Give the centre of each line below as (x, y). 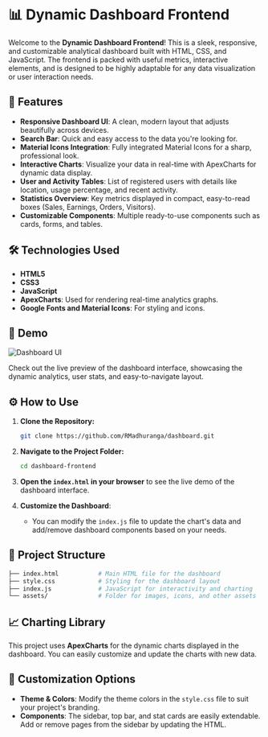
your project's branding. (60, 707)
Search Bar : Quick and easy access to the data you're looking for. (129, 138)
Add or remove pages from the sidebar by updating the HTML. (123, 724)
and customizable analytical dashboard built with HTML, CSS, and (118, 51)
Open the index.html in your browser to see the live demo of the (127, 481)
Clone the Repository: (57, 422)
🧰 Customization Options (72, 679)
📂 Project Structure (57, 555)
